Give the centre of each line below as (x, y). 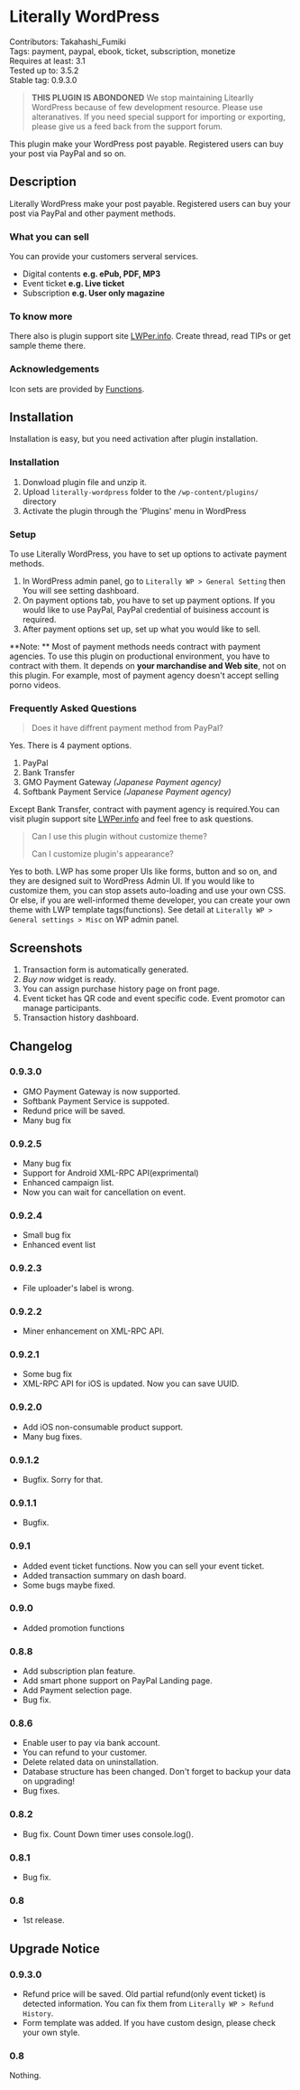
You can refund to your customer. (85, 1753)
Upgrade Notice (55, 1949)
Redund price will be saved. (74, 1111)
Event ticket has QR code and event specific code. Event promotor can (154, 998)
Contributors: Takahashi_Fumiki (68, 42)
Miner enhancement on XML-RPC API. (93, 1331)
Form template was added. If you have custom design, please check (149, 2022)
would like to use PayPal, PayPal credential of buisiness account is (145, 610)
